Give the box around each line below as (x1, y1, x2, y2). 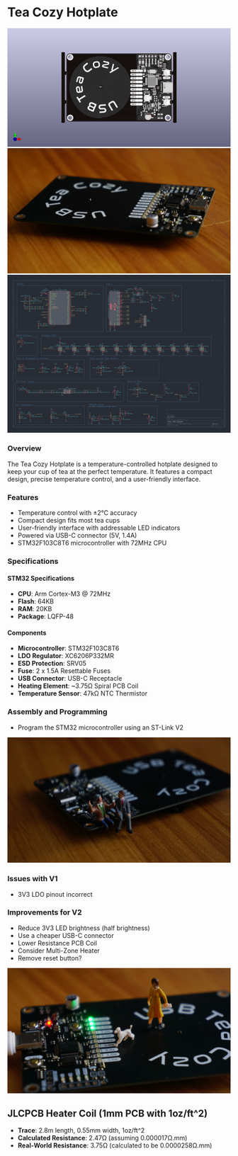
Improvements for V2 (7, 907, 83, 917)
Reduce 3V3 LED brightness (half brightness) (17, 924, 150, 932)
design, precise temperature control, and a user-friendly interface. (7, 475, 201, 483)
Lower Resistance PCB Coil (17, 939, 98, 947)
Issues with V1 (7, 874, 58, 884)
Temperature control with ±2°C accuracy (17, 509, 137, 517)
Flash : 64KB (17, 597, 55, 606)
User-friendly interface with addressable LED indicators (17, 523, 181, 532)
